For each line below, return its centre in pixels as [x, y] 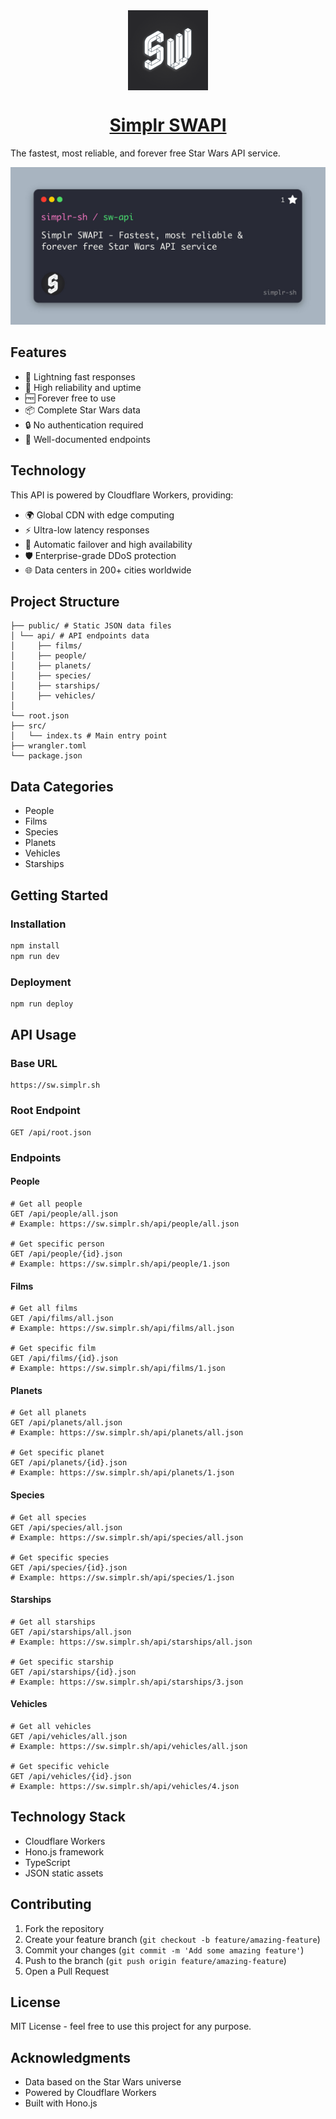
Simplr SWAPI [168, 125]
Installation [38, 924]
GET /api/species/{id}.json [69, 1567]
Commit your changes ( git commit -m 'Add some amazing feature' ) [164, 1950]
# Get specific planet [57, 1453]
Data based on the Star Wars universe [103, 2082]
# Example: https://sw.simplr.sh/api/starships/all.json [131, 1642]
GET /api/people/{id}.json [66, 1254]
